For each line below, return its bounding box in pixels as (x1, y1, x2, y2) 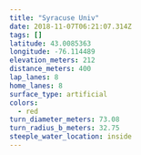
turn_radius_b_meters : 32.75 (9, 124, 120, 133)
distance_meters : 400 (9, 65, 92, 74)
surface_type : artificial (9, 89, 107, 98)
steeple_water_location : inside (9, 132, 132, 141)
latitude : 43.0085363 (9, 38, 92, 48)
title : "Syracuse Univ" (9, 13, 100, 23)
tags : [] (9, 30, 43, 39)
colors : (9, 98, 39, 108)
